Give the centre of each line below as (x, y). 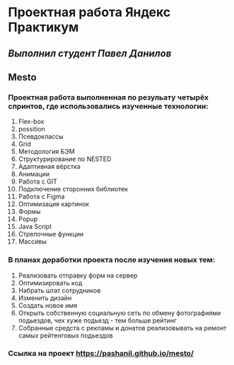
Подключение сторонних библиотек (73, 189)
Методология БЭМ (46, 152)
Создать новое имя (48, 305)
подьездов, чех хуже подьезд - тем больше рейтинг (98, 320)
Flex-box (31, 121)
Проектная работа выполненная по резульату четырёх (109, 97)
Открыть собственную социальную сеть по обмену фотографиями (119, 313)
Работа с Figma (41, 197)
